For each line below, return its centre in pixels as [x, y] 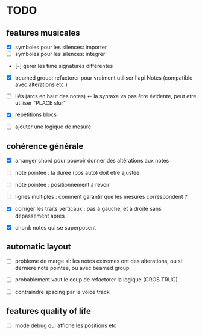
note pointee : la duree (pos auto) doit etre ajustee [77, 173]
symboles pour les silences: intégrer [60, 54]
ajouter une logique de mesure [53, 127]
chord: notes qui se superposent [55, 227]
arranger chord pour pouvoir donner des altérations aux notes [92, 161]
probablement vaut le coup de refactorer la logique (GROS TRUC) [96, 280]
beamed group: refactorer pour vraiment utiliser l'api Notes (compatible [104, 78]
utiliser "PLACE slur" [40, 103]
